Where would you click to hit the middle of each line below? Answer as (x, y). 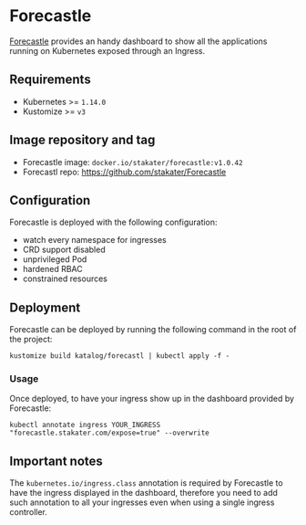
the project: (31, 340)
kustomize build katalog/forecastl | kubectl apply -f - (120, 356)
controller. (29, 512)
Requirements (50, 80)
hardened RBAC (53, 269)
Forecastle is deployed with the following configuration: (113, 222)
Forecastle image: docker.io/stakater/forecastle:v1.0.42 (133, 162)
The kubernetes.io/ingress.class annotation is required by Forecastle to (147, 483)
